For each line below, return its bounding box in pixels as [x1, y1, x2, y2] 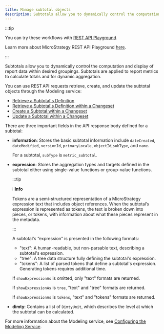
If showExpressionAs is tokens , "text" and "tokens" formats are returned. [12, 294, 156, 300]
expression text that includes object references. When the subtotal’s [12, 201, 149, 207]
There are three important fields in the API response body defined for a [5, 123, 148, 129]
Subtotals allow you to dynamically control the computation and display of [5, 63, 154, 69]
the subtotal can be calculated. [12, 309, 75, 314]
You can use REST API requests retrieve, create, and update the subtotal [5, 83, 150, 89]
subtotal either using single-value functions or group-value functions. [12, 167, 152, 173]
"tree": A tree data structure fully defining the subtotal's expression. [19, 255, 156, 261]
